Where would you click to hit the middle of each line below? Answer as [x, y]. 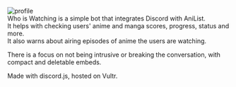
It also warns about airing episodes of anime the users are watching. [107, 41]
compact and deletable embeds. [54, 62]
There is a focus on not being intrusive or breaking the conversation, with [114, 54]
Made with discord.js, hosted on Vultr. [63, 76]
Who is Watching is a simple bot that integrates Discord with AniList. [107, 18]
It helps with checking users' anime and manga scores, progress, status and [118, 26]
